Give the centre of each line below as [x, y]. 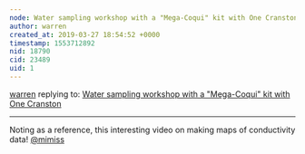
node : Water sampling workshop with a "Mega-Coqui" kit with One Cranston [154, 18]
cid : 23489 [30, 60]
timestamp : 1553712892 [52, 43]
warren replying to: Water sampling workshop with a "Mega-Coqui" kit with [150, 94]
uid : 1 [22, 69]
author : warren [38, 26]
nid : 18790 [30, 52]
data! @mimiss [37, 139]
